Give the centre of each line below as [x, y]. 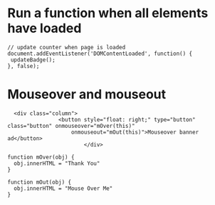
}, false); [23, 66]
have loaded [44, 28]
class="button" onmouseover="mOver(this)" [71, 126]
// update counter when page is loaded [67, 47]
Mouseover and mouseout [87, 95]
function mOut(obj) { [40, 182]
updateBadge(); [33, 60]
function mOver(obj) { [41, 157]
